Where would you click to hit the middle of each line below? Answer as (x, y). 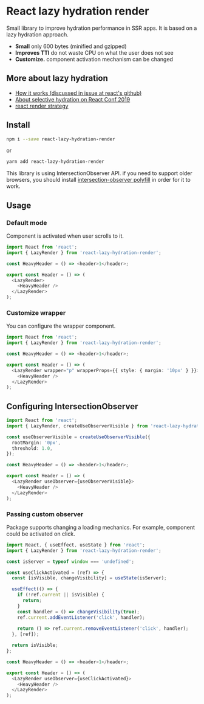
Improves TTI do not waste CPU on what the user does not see (94, 52)
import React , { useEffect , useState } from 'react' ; (76, 545)
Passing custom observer (45, 514)
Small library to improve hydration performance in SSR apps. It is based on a (102, 28)
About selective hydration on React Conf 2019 (73, 99)
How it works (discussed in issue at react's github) (78, 93)
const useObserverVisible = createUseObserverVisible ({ (78, 437)
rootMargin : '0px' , (36, 443)
